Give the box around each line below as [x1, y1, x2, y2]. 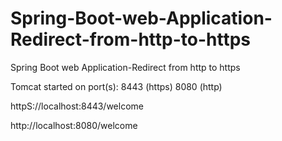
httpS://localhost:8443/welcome [10, 100, 144, 112]
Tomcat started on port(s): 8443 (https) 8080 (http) [10, 80, 223, 92]
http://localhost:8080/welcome [10, 119, 138, 131]
